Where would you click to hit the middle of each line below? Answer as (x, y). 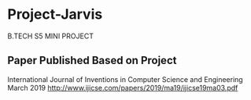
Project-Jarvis (55, 14)
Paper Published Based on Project (92, 61)
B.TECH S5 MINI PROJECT (50, 36)
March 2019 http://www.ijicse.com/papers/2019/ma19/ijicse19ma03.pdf (123, 87)
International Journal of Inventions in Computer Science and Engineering (125, 79)
